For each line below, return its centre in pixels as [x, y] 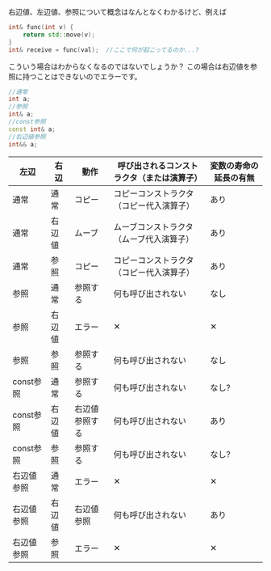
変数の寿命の [234, 166]
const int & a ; [32, 129]
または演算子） [173, 178]
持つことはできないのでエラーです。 [82, 76]
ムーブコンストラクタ [153, 226]
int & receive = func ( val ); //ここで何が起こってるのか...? [104, 50]
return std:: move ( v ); [59, 35]
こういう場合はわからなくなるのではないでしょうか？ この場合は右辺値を [129, 66]
